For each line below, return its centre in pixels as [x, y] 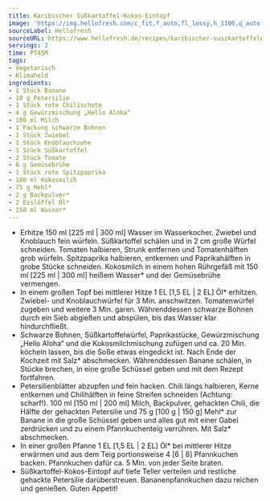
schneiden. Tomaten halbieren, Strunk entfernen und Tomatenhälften [134, 250]
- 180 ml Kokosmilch [43, 180]
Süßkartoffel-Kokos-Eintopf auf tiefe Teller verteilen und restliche [128, 471]
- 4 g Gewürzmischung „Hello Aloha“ [70, 113]
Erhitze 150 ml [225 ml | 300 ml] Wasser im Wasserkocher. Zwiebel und [138, 233]
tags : [17, 61]
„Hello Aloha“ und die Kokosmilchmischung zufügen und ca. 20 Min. [133, 344]
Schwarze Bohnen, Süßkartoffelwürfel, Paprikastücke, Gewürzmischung [139, 335]
